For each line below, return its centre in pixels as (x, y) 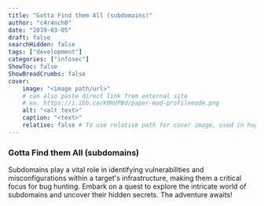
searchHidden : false (42, 45)
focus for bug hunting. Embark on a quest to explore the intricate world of (127, 186)
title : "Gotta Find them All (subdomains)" (81, 15)
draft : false (29, 37)
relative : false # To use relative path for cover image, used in (133, 125)
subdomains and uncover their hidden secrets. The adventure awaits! (121, 195)
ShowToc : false (33, 67)
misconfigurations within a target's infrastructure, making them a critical (125, 178)
